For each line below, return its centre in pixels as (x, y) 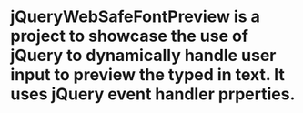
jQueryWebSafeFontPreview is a (135, 17)
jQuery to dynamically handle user (143, 56)
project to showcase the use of (130, 36)
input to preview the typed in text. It (148, 75)
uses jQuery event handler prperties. (153, 94)
